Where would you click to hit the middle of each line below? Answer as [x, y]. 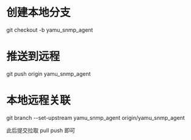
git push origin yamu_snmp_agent [49, 73]
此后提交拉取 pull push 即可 [41, 130]
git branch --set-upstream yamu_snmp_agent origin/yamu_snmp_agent [95, 117]
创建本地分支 [39, 13]
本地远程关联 [39, 101]
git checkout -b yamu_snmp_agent [50, 30]
